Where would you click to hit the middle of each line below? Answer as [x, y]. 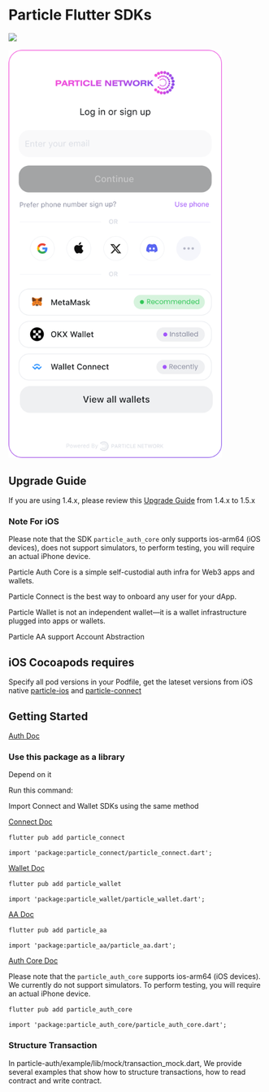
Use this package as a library [67, 757]
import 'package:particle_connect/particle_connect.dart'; [111, 853]
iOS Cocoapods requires [72, 662]
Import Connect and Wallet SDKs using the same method [104, 806]
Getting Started [48, 716]
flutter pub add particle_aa [58, 930]
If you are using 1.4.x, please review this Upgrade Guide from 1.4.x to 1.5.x [132, 500]
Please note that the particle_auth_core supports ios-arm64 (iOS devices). [135, 976]
